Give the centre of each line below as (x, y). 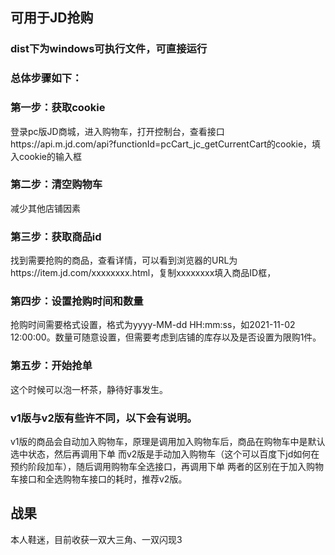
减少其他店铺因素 (45, 208)
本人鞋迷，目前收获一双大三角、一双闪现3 (96, 539)
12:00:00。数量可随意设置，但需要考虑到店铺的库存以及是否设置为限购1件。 (166, 337)
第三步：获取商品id (56, 236)
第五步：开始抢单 (51, 366)
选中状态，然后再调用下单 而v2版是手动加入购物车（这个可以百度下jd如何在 (165, 454)
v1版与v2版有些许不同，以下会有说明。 (104, 418)
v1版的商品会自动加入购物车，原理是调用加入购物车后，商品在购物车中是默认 (168, 442)
